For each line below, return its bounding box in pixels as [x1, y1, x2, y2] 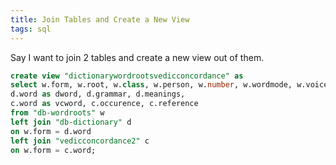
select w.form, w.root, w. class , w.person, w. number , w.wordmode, [10, 80, 293, 90]
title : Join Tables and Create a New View [10, 14, 190, 25]
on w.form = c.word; [10, 145, 97, 155]
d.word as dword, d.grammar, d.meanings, [10, 89, 186, 100]
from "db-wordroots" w [10, 108, 105, 118]
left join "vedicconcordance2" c [10, 136, 150, 146]
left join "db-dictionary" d [10, 117, 132, 127]
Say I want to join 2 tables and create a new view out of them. [10, 51, 265, 63]
